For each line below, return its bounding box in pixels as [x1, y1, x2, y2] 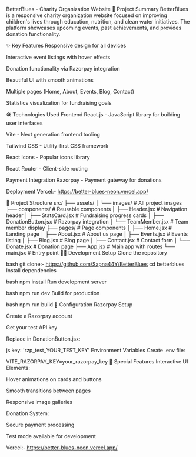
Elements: [6, 365, 31, 371]
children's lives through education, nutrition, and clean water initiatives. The [6, 18, 190, 25]
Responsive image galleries [6, 399, 73, 405]
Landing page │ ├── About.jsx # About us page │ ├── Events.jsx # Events [6, 231, 188, 238]
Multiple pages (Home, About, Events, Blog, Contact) [6, 88, 134, 95]
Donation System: [6, 410, 49, 417]
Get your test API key [6, 324, 58, 331]
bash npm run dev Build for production [6, 290, 100, 296]
